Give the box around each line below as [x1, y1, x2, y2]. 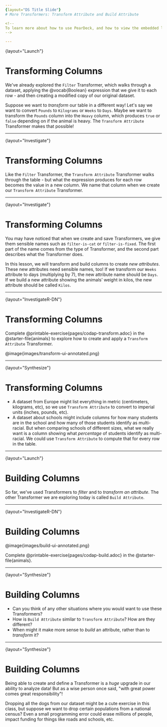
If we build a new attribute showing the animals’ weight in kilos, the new [5, 276, 152, 282]
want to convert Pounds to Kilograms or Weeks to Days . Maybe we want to [5, 107, 152, 113]
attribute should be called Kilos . [5, 282, 71, 288]
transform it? [12, 632, 39, 638]
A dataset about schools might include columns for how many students [12, 414, 158, 420]
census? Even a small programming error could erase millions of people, [5, 711, 153, 717]
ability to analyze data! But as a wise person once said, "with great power [5, 685, 156, 691]
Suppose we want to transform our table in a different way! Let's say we [5, 102, 153, 108]
